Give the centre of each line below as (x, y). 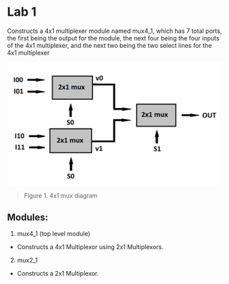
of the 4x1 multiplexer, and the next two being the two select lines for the (109, 45)
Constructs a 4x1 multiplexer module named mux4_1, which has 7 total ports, (114, 31)
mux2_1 (27, 260)
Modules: (28, 217)
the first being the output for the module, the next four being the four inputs (113, 38)
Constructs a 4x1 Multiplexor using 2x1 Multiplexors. (90, 247)
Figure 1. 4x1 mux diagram (60, 196)
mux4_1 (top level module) (54, 234)
